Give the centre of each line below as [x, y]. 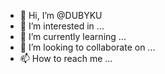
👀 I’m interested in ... [62, 26]
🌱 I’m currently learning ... [73, 36]
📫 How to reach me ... [66, 58]
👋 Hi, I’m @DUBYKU [61, 15]
